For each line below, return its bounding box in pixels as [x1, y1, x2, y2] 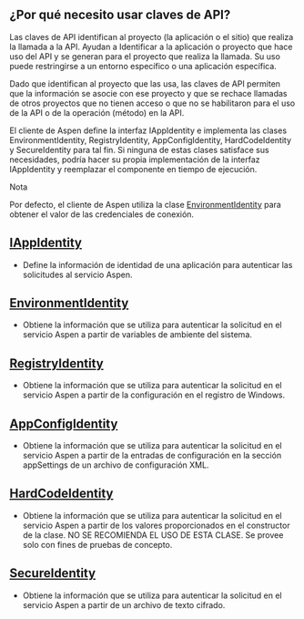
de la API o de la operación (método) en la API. [9, 107, 185, 118]
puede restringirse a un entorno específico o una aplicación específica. [9, 60, 278, 71]
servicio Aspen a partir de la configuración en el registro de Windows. [22, 389, 286, 400]
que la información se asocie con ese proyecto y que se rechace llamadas [9, 88, 288, 98]
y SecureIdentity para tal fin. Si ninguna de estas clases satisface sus [9, 144, 270, 155]
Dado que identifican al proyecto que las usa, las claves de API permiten [9, 77, 280, 89]
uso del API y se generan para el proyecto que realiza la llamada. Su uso [9, 50, 280, 62]
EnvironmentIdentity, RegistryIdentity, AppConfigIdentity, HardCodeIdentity [9, 134, 292, 145]
